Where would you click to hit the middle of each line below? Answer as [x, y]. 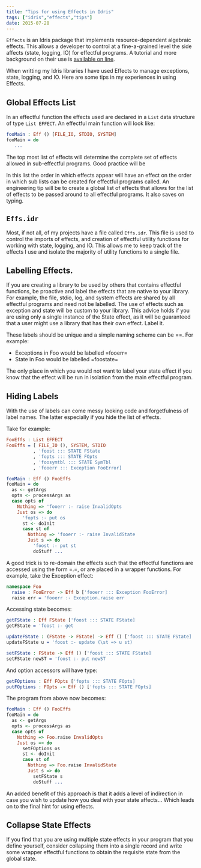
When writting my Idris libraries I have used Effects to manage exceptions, [98, 71]
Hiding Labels [32, 396]
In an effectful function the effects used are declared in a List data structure [101, 117]
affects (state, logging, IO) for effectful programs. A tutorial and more [91, 53]
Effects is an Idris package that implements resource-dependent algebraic [99, 40]
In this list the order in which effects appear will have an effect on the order [99, 175]
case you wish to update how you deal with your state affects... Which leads [100, 799]
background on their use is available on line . [61, 59]
